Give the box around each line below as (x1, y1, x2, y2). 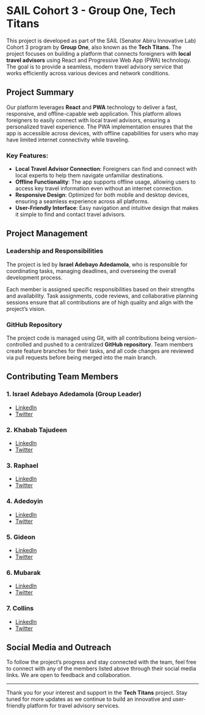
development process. (6, 274, 63, 281)
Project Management (6, 228, 88, 239)
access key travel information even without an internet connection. (15, 185, 183, 192)
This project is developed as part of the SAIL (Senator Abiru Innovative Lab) (6, 37, 196, 44)
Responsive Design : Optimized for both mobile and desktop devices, (15, 191, 189, 199)
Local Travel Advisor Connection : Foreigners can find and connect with (15, 165, 197, 173)
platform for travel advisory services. (27, 702, 120, 709)
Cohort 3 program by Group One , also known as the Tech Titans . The (6, 43, 182, 51)
